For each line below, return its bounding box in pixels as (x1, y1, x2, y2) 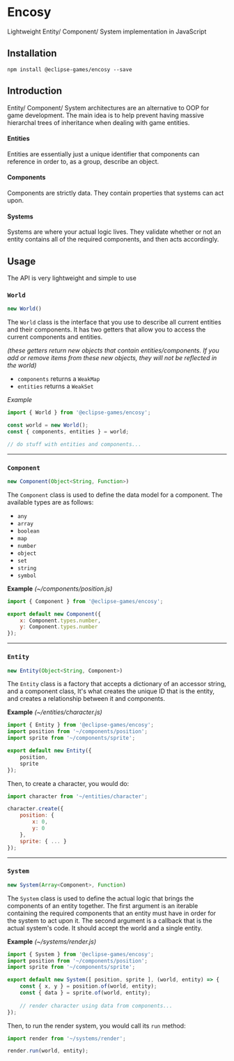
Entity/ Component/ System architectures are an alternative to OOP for (7, 103, 210, 112)
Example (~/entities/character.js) (7, 708, 102, 716)
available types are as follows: (7, 498, 94, 506)
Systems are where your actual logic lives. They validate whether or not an (7, 228, 221, 236)
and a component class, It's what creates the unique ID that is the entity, (7, 687, 214, 695)
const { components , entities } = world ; (7, 428, 130, 435)
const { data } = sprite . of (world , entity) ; (19, 989, 151, 997)
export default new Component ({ (7, 610, 101, 618)
